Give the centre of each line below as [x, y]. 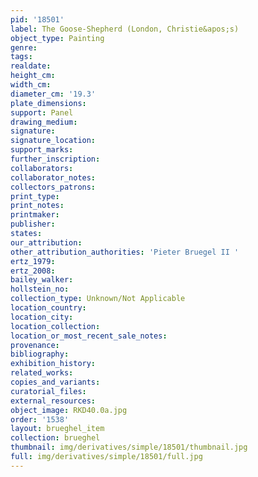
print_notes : [37, 206]
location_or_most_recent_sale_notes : [89, 336]
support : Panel [42, 112]
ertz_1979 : [33, 261]
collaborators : [42, 168]
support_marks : [42, 150]
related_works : [42, 373]
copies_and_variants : [55, 382]
